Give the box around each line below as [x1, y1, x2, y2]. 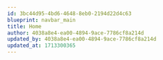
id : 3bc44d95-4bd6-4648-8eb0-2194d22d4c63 [7, 10, 132, 17]
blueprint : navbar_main [7, 17, 76, 23]
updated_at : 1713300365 [7, 42, 76, 49]
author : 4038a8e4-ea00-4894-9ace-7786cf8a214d [7, 29, 144, 37]
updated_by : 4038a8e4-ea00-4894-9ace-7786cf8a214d [7, 36, 157, 43]
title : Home [7, 23, 42, 30]
